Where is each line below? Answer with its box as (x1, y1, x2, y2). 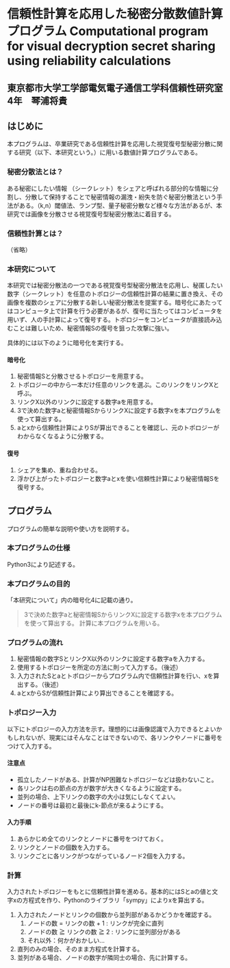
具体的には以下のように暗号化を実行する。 (7, 339, 127, 347)
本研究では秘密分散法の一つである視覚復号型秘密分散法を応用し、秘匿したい (7, 281, 223, 290)
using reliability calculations (7, 53, 171, 69)
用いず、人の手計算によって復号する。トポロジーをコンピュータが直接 (7, 316, 204, 324)
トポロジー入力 (7, 708, 57, 718)
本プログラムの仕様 (7, 543, 71, 553)
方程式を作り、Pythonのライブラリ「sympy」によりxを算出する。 (22, 896, 208, 904)
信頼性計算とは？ (7, 228, 64, 238)
